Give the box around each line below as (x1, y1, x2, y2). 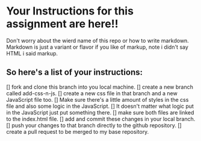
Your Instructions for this (6, 4, 134, 18)
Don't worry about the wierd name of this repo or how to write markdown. (6, 37, 190, 44)
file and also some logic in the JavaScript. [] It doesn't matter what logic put (6, 102, 194, 110)
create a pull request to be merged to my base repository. (6, 128, 149, 135)
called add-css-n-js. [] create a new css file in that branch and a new (6, 89, 178, 97)
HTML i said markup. (6, 49, 58, 57)
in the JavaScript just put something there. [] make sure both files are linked (6, 108, 194, 116)
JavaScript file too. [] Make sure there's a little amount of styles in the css (6, 96, 189, 103)
